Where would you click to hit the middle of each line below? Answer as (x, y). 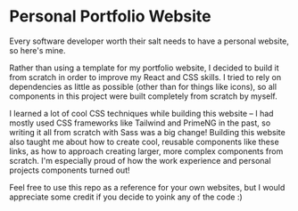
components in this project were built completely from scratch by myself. (144, 96)
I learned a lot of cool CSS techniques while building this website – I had (141, 113)
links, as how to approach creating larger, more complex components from (146, 151)
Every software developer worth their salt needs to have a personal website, (149, 41)
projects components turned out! (70, 170)
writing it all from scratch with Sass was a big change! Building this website (147, 132)
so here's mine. (37, 50)
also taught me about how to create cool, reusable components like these (144, 142)
